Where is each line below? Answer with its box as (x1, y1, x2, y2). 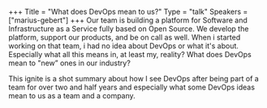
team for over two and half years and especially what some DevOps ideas (8, 82, 256, 92)
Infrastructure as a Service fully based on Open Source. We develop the (8, 24, 249, 33)
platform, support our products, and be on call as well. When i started (8, 32, 241, 42)
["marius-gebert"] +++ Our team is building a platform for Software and (8, 15, 248, 25)
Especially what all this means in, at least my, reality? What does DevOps (8, 50, 252, 59)
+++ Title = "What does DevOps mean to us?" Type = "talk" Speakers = (8, 7, 248, 16)
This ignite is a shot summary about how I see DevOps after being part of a (8, 74, 260, 83)
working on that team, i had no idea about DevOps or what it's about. (8, 41, 239, 51)
